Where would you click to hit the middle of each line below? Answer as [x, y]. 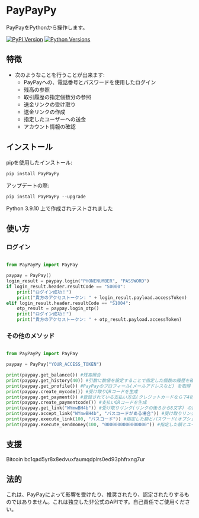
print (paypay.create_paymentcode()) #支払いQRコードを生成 [76, 403]
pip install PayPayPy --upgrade [46, 197]
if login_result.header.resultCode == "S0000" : [66, 287]
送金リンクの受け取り [49, 104]
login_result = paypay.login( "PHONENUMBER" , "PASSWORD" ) [78, 281]
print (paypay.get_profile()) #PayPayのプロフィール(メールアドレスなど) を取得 [98, 386]
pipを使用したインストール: [39, 162]
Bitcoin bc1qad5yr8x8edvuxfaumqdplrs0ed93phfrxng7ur [76, 459]
